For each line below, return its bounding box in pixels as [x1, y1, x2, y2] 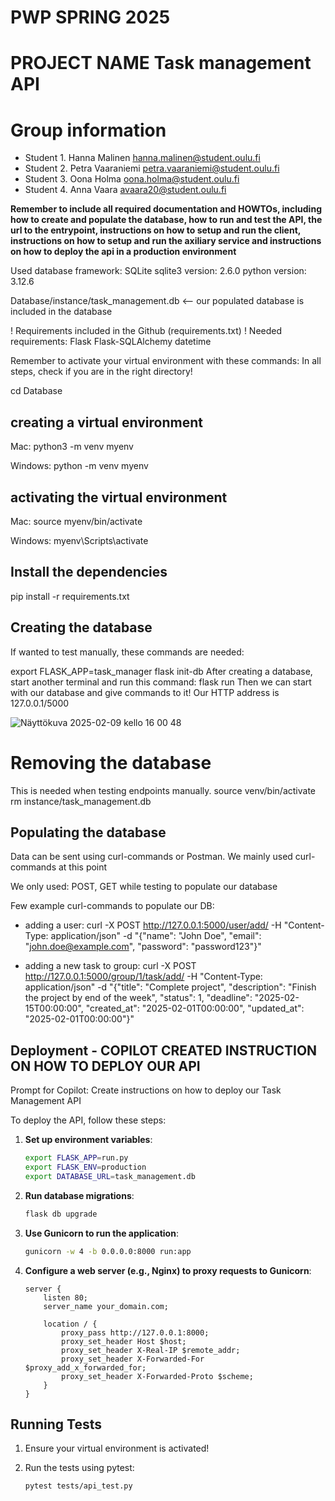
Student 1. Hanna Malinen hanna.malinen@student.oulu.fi [24, 152, 261, 164]
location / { [43, 1319, 98, 1329]
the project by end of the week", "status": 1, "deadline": [24, 992, 253, 1004]
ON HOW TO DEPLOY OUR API [10, 1057, 201, 1075]
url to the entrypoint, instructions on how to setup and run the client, [10, 224, 302, 236]
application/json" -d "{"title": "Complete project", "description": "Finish [24, 981, 317, 993]
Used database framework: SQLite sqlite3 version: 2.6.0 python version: [10, 265, 307, 277]
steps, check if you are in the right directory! [10, 366, 193, 378]
